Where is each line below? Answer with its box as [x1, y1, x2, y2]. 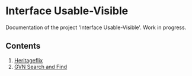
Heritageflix [14, 56, 43, 64]
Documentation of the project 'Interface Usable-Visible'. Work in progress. [5, 24, 187, 31]
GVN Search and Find [14, 63, 68, 70]
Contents [5, 41, 41, 51]
